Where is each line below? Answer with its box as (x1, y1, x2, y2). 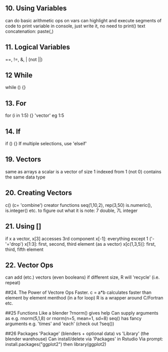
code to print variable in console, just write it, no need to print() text (5, 23, 145, 29)
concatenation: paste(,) (5, 28, 54, 34)
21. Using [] (5, 222, 41, 231)
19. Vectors (5, 155, 41, 164)
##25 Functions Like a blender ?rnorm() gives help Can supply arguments (5, 310, 159, 316)
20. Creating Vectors (5, 189, 72, 197)
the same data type (5, 174, 45, 180)
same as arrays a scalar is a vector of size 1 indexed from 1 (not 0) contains (5, 168, 161, 174)
